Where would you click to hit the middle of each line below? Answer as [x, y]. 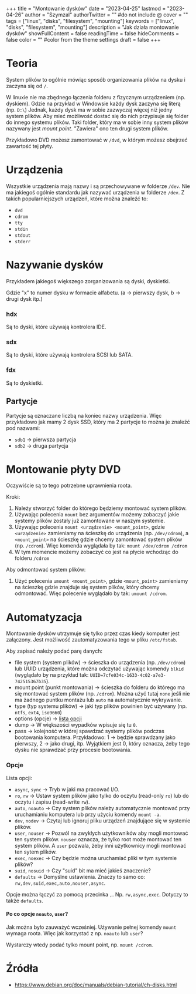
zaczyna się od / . [27, 86]
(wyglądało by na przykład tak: [51, 675]
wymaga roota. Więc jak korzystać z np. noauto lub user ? [75, 933]
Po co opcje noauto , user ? [37, 914]
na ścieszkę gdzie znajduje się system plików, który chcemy [87, 587]
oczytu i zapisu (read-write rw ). [52, 802]
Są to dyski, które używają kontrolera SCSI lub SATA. [70, 355]
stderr [23, 241]
